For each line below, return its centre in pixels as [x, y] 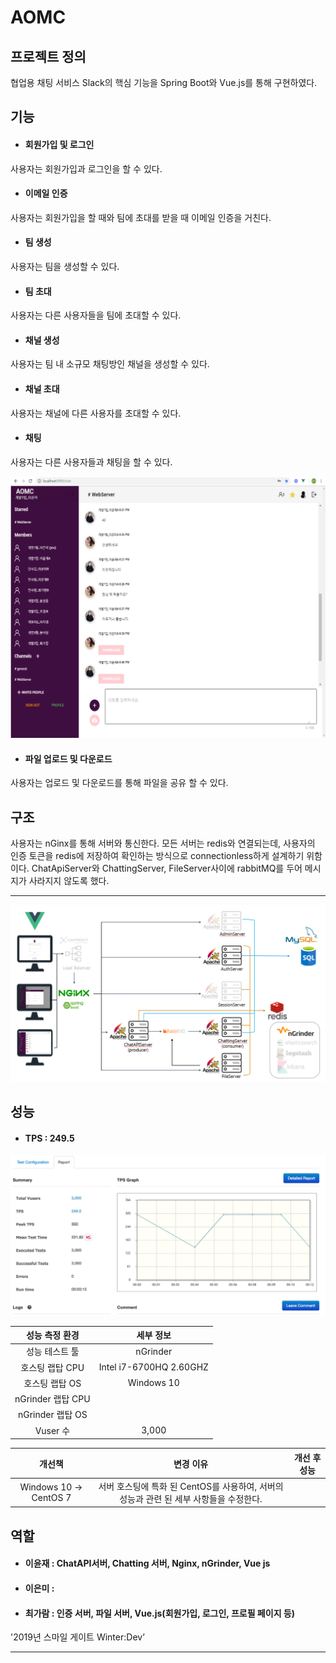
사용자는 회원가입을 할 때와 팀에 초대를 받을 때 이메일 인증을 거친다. [141, 217]
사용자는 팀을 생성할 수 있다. [65, 266]
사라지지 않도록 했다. [69, 881]
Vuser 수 [52, 1430]
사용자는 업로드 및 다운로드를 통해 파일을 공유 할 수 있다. [119, 783]
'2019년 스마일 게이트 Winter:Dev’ [77, 1637]
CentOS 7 [51, 1497]
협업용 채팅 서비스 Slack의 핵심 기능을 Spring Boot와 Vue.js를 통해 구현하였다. [164, 82]
